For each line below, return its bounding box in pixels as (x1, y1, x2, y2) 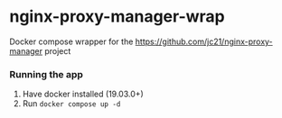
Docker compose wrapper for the (9, 36, 134, 47)
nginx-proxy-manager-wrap (9, 6, 225, 27)
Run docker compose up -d (22, 98, 121, 109)
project (44, 45, 71, 56)
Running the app (9, 68, 84, 80)
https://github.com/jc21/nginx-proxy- (135, 36, 273, 47)
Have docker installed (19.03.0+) (22, 88, 145, 100)
